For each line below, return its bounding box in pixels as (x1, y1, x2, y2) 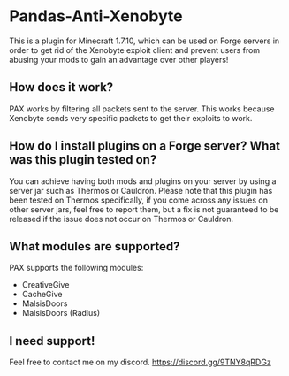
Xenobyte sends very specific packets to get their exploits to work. (9, 112, 253, 123)
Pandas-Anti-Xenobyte (9, 6, 183, 27)
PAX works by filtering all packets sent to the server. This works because (9, 104, 276, 114)
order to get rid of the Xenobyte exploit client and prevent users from (9, 44, 261, 55)
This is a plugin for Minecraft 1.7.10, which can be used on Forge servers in (9, 35, 280, 46)
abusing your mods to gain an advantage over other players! (9, 54, 229, 65)
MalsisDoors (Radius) (21, 308, 101, 318)
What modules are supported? (9, 239, 180, 254)
